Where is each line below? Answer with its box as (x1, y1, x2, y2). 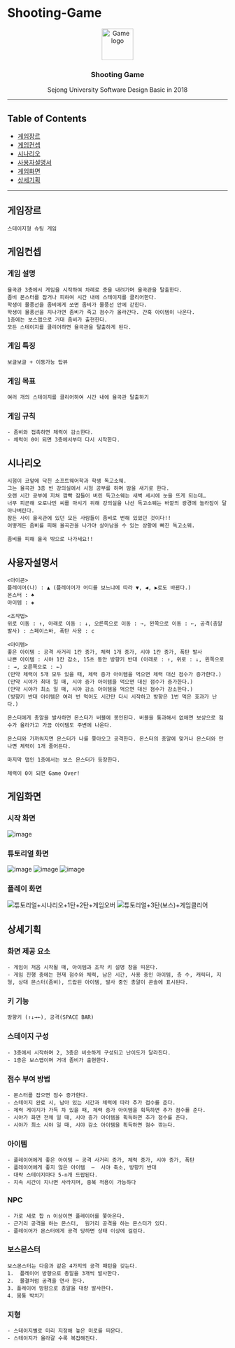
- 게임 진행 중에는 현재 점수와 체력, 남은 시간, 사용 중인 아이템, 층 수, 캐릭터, (7, 972, 214, 979)
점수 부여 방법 (7, 1074, 51, 1084)
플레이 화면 (7, 883, 43, 893)
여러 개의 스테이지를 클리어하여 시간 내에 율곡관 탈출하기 (7, 394, 149, 401)
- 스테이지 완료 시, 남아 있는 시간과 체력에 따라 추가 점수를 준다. (7, 1099, 176, 1106)
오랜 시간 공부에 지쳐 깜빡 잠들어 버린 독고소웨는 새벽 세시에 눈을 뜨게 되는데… (7, 493, 206, 500)
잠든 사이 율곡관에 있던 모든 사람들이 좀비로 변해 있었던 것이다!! (7, 515, 171, 522)
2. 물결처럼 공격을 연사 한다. (7, 1277, 85, 1284)
